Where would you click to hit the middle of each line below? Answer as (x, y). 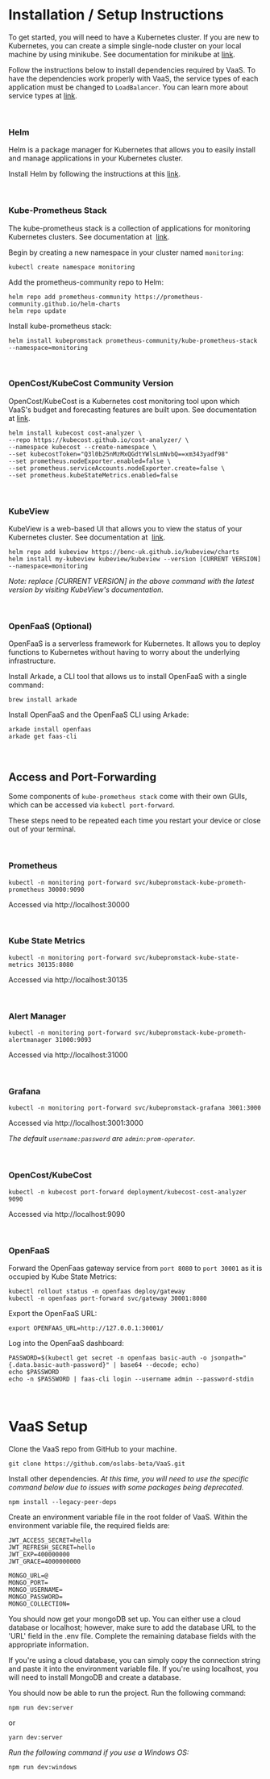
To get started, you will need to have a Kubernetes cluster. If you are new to (134, 37)
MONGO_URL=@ (28, 1575)
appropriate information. (49, 1644)
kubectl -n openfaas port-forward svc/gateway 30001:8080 (108, 1299)
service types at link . (43, 95)
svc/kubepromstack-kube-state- (187, 957)
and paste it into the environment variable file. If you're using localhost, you (133, 1669)
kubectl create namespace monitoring (72, 267)
